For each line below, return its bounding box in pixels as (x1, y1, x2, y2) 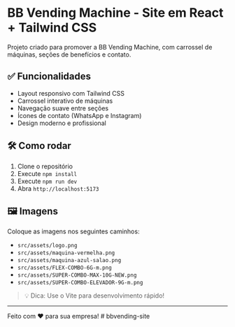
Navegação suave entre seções (17, 103, 109, 112)
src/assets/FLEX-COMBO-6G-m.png (17, 264, 112, 272)
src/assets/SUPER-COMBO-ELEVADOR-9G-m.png (17, 279, 143, 286)
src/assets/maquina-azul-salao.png (17, 257, 122, 264)
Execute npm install (17, 169, 78, 177)
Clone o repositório (17, 162, 73, 170)
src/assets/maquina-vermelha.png (17, 249, 115, 256)
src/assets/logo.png (17, 242, 78, 249)
